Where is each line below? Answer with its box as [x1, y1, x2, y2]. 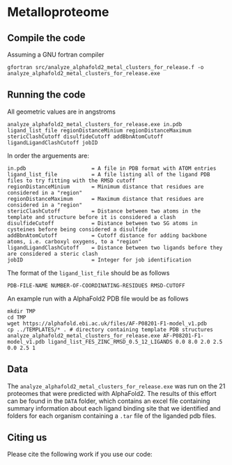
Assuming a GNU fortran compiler [7, 50, 105, 59]
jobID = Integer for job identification [7, 256, 192, 264]
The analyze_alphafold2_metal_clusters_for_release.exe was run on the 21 [7, 381, 226, 390]
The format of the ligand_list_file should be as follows [7, 268, 170, 277]
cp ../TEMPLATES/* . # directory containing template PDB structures [7, 326, 214, 333]
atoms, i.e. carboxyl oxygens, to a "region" [7, 238, 141, 245]
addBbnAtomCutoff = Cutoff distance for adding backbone [7, 231, 208, 239]
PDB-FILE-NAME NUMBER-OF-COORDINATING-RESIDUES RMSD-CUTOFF [7, 282, 186, 289]
